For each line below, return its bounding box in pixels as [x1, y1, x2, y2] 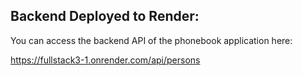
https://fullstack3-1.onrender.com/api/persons [10, 54, 201, 66]
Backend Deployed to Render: [10, 8, 200, 25]
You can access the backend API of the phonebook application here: [10, 34, 293, 46]
